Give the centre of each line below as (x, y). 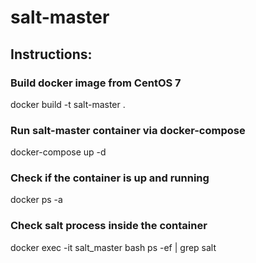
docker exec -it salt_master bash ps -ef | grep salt (113, 247)
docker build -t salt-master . (68, 104)
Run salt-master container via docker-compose (128, 130)
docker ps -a (36, 200)
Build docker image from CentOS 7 (96, 83)
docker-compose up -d (58, 152)
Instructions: (51, 54)
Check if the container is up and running (110, 178)
